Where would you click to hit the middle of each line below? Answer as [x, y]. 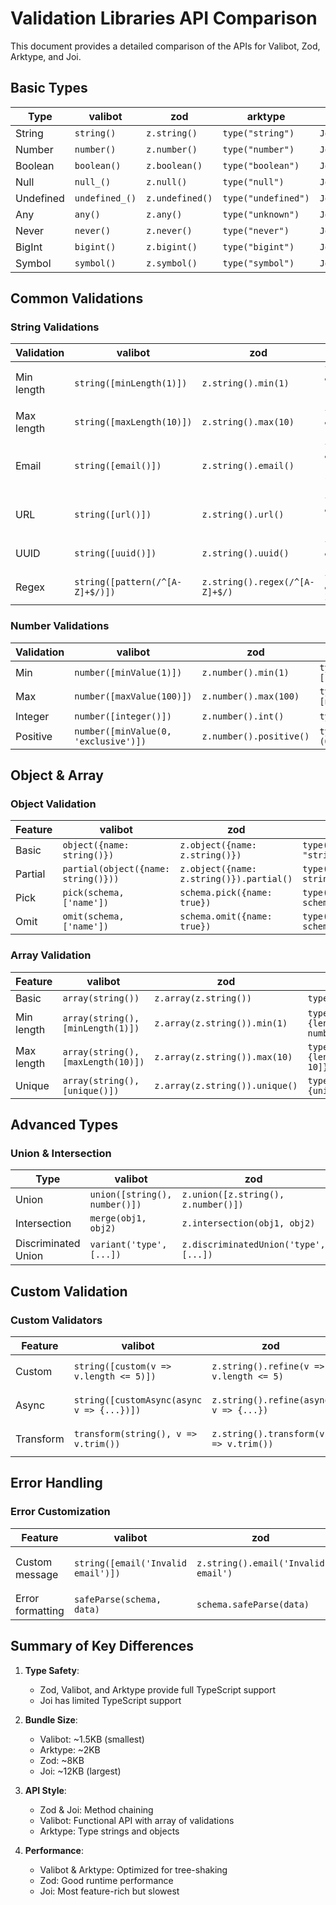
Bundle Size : [51, 1719]
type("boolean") [261, 165]
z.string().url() [243, 515]
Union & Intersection [61, 1154]
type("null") [253, 181]
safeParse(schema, [117, 1599]
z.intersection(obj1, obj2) [248, 1223]
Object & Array [57, 775]
